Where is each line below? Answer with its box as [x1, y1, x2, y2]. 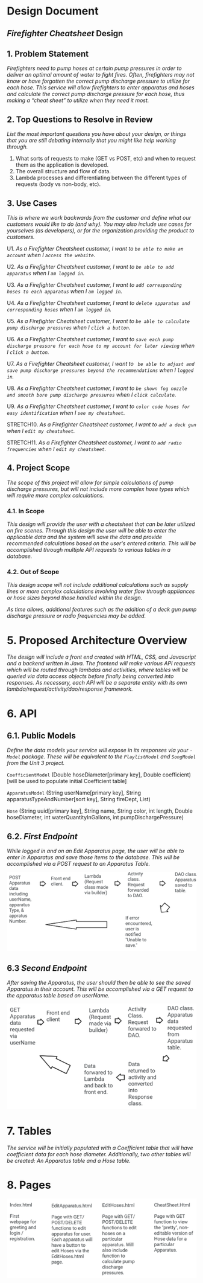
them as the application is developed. [15, 161, 109, 168]
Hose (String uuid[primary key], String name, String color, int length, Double [7, 807, 193, 814]
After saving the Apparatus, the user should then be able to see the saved [7, 979, 191, 987]
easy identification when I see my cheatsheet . [7, 409, 125, 417]
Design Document [7, 4, 99, 18]
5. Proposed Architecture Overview [7, 633, 187, 647]
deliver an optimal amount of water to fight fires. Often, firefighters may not [7, 71, 195, 78]
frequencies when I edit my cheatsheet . [7, 446, 107, 453]
